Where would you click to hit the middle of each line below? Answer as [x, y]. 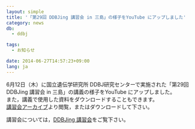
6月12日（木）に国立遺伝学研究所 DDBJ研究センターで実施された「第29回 [97, 84]
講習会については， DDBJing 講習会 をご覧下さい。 [67, 119]
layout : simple [25, 12]
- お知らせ [23, 50]
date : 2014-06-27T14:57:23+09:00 [48, 61]
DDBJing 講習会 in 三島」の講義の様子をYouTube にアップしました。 [91, 92]
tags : [13, 45]
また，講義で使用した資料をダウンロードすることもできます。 [82, 99]
